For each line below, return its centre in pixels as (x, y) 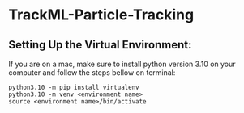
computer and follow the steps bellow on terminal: (92, 73)
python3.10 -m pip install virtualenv (74, 87)
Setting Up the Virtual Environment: (100, 45)
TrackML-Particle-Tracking (101, 15)
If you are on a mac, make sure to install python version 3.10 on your (122, 64)
